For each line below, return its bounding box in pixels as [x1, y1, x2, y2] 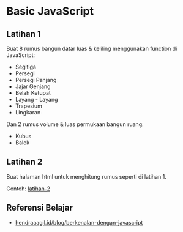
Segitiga [15, 63, 37, 70]
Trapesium [15, 102, 43, 110]
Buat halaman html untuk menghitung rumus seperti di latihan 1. [6, 173, 166, 180]
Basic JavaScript [6, 4, 94, 18]
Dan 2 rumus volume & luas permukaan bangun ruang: [6, 121, 144, 128]
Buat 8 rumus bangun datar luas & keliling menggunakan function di [6, 45, 177, 52]
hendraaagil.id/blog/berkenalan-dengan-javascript [15, 219, 143, 226]
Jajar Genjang [15, 83, 51, 90]
